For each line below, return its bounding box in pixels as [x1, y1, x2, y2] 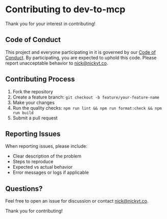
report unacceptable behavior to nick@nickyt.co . [5, 60, 108, 66]
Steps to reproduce [12, 158, 54, 165]
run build [12, 110, 34, 115]
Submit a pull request [12, 114, 58, 121]
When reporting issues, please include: [5, 143, 88, 149]
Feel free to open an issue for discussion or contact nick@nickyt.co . [5, 198, 149, 204]
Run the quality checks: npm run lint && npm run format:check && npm [12, 105, 162, 111]
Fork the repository [12, 88, 54, 94]
